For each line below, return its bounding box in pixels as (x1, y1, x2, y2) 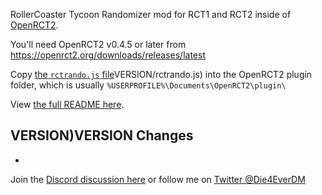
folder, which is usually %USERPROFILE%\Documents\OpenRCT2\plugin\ (10, 79, 287, 91)
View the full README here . (10, 99, 125, 110)
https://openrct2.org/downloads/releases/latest (10, 49, 206, 61)
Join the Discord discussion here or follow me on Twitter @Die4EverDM (10, 173, 306, 185)
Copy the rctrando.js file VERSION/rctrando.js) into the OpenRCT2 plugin (10, 69, 313, 80)
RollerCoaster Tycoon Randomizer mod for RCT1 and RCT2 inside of (10, 9, 292, 20)
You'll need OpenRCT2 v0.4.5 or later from (10, 39, 187, 50)
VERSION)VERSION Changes (10, 127, 194, 144)
